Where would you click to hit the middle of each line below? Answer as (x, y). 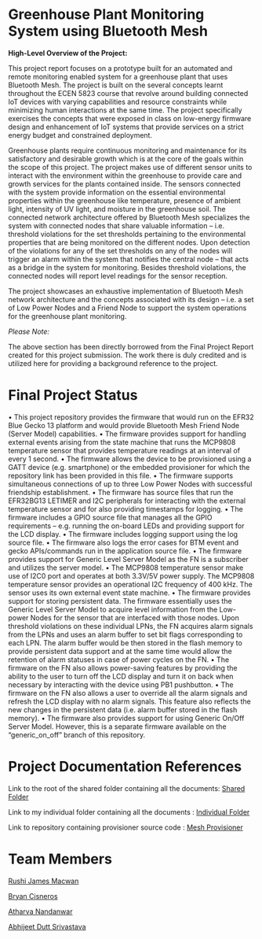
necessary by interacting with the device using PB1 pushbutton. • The (121, 684)
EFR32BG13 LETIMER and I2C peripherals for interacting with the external (127, 501)
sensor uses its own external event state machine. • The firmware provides (129, 593)
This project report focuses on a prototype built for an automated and (120, 68)
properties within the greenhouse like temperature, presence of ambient (124, 200)
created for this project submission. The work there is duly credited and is (127, 355)
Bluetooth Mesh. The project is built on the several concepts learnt (116, 85)
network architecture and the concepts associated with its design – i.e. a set (131, 299)
